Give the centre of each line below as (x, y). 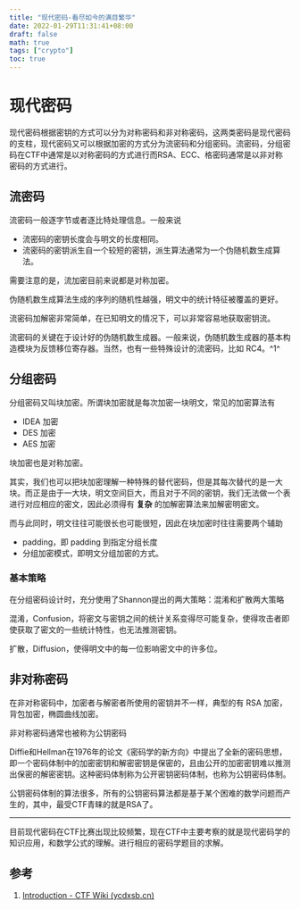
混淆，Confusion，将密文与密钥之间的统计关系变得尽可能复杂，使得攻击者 (146, 618)
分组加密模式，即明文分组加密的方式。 (92, 553)
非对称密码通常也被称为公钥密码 (68, 732)
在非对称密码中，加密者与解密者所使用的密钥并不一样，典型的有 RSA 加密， (148, 703)
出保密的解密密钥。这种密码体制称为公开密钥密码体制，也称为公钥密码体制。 (150, 774)
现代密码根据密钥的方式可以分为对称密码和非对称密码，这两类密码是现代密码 (150, 132)
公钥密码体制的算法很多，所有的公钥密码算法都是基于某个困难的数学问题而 (146, 793)
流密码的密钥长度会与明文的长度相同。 (92, 238)
